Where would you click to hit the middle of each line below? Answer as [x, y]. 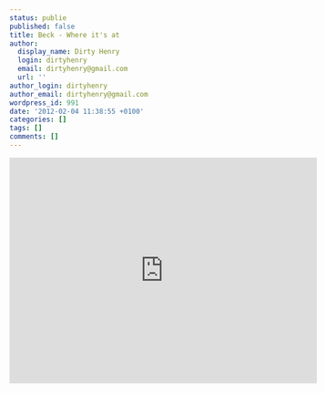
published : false [42, 26]
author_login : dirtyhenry [58, 86]
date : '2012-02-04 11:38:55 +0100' [77, 111]
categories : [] [38, 119]
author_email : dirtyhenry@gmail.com [79, 94]
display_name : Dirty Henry [69, 52]
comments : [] [34, 137]
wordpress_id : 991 [44, 103]
